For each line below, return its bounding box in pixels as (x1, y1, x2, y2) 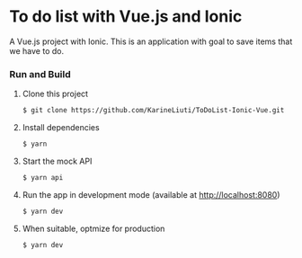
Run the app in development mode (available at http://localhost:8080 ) (22, 189, 280, 200)
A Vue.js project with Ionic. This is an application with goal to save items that (9, 36, 293, 47)
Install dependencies (22, 122, 101, 133)
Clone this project (22, 88, 88, 100)
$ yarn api (22, 173, 64, 182)
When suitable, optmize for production (22, 223, 165, 234)
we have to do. (9, 45, 65, 56)
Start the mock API (22, 156, 93, 166)
